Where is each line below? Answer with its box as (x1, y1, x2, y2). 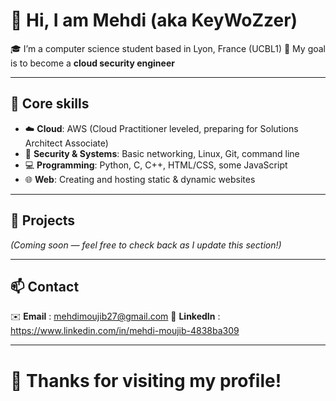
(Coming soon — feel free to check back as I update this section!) (10, 239, 282, 251)
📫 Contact (10, 278, 80, 295)
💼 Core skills (10, 95, 90, 113)
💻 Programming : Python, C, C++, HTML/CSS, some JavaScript (24, 159, 288, 171)
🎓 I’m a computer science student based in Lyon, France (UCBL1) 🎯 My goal (10, 42, 327, 54)
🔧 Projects (10, 212, 76, 229)
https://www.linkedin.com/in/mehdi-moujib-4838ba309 (10, 325, 240, 337)
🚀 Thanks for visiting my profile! (10, 369, 282, 392)
